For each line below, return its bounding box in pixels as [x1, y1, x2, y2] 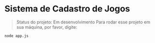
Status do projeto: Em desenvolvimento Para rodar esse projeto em [16, 19, 151, 25]
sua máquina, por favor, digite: [16, 24, 77, 30]
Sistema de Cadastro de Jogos [4, 3, 130, 14]
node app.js [4, 33, 29, 38]
